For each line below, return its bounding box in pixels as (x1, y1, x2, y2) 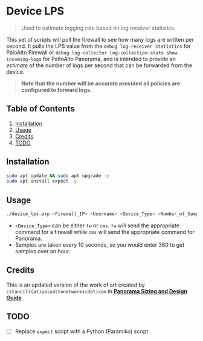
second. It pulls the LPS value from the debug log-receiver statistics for (6, 42, 192, 50)
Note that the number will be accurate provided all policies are (21, 80, 181, 87)
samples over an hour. (14, 248, 71, 255)
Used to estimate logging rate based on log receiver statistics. (21, 24, 176, 31)
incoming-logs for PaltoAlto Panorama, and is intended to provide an (6, 55, 176, 62)
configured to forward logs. (21, 86, 92, 93)
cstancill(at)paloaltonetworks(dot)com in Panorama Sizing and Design (6, 287, 187, 294)
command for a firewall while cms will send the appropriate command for (14, 229, 195, 235)
